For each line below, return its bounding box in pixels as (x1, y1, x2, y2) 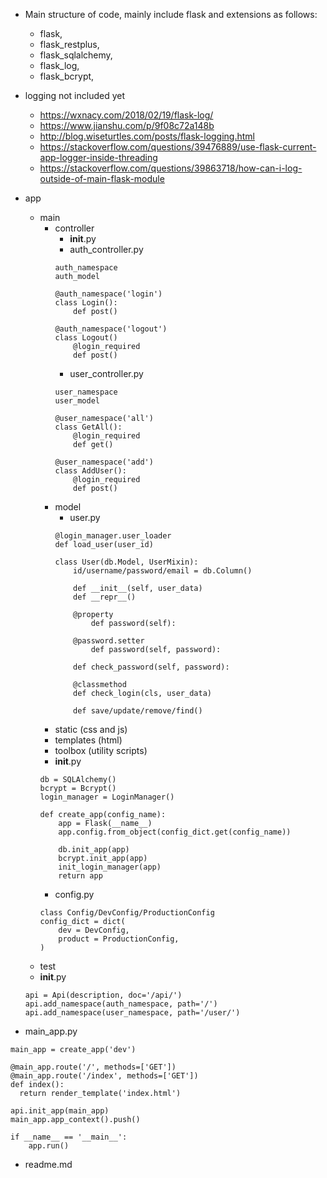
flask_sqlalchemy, (39, 49, 113, 61)
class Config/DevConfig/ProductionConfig (39, 908, 215, 918)
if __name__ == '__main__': (10, 1132, 128, 1142)
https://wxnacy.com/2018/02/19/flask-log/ (39, 109, 214, 121)
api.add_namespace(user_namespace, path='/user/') (24, 1008, 241, 1018)
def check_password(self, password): (73, 662, 230, 672)
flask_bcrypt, (39, 70, 95, 82)
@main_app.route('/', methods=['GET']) (10, 1062, 177, 1072)
